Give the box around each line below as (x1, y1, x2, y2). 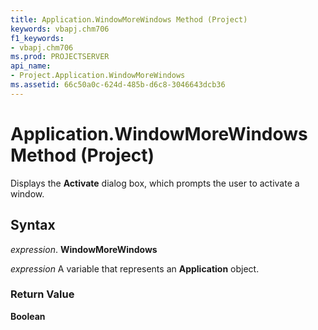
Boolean (10, 310, 46, 322)
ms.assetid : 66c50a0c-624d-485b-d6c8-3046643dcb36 (10, 80, 226, 90)
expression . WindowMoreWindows (10, 243, 158, 255)
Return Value (10, 287, 75, 301)
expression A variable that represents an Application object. (10, 262, 260, 275)
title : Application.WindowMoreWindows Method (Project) (10, 14, 248, 25)
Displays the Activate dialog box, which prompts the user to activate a (10, 177, 300, 189)
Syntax (10, 217, 56, 234)
